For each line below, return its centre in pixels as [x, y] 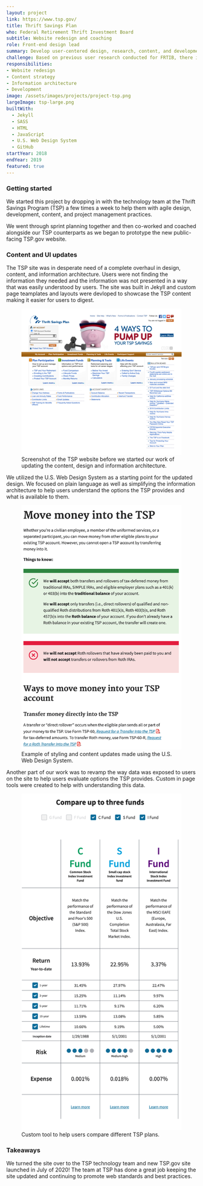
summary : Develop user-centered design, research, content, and [89, 52]
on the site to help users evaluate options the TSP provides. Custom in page [101, 779]
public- [182, 232]
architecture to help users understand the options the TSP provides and [95, 491]
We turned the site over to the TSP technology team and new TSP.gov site [98, 1164]
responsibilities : [29, 64]
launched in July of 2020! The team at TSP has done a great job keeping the [101, 1170]
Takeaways [23, 1150]
